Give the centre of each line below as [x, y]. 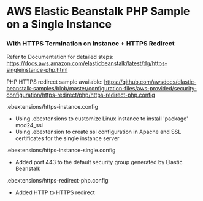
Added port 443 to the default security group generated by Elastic [99, 162]
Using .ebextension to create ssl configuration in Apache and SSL [98, 132]
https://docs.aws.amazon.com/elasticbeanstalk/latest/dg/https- [87, 63]
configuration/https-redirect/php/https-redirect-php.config [81, 95]
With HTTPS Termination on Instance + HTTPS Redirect [90, 44]
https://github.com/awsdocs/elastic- [150, 82]
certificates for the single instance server [67, 138]
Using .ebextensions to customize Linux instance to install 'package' [102, 119]
